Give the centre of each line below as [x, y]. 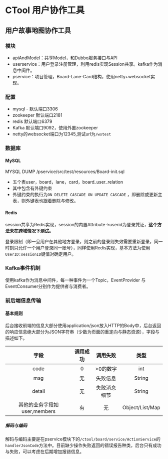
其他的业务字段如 [38, 404]
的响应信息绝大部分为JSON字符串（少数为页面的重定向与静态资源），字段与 [82, 332]
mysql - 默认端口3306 [35, 109]
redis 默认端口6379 [32, 121]
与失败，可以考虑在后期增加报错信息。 [44, 451]
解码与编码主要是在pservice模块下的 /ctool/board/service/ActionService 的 [83, 439]
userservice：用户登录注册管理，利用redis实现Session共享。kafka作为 [85, 64]
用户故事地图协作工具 [38, 30]
